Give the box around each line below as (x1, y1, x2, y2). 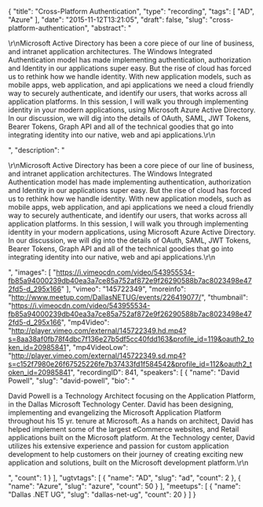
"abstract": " (90, 24, 132, 32)
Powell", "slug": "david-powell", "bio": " (8, 376, 135, 385)
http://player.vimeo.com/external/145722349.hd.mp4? (11, 326, 187, 335)
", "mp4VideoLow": (66, 343, 129, 352)
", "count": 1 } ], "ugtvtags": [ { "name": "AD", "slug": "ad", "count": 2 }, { (8, 473, 242, 482)
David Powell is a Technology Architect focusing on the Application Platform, (8, 392, 256, 400)
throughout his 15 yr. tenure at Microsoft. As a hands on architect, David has (8, 416, 254, 425)
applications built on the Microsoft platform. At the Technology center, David (8, 433, 255, 442)
